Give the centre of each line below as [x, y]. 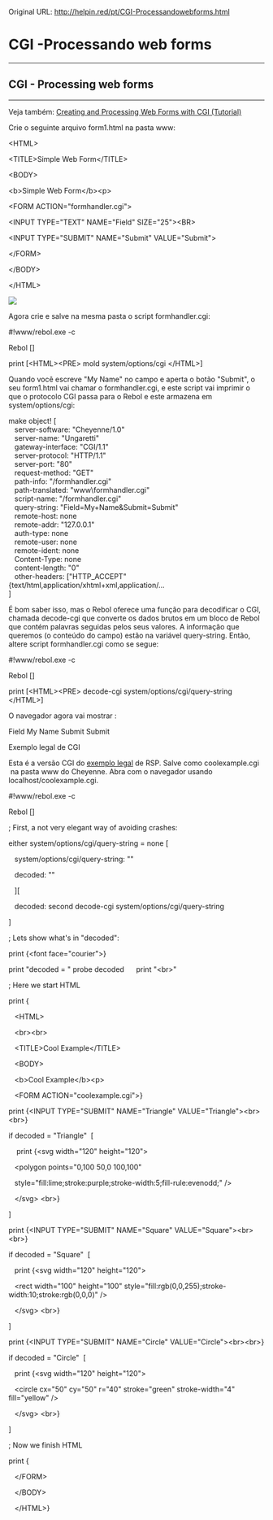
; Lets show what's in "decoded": [64, 938]
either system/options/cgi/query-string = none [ [89, 843]
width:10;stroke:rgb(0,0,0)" [54, 1294]
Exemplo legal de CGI [44, 747]
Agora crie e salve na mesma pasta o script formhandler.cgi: [109, 316]
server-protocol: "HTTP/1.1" [61, 455]
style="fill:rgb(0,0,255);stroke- [175, 1286]
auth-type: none [41, 533]
